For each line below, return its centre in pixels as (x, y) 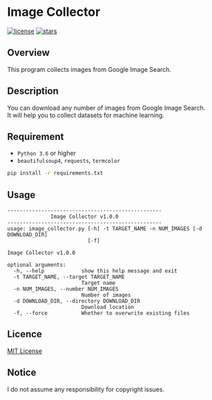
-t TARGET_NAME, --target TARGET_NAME (69, 277)
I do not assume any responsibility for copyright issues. (86, 389)
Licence (25, 334)
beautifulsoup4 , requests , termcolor (69, 161)
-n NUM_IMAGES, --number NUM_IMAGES (66, 289)
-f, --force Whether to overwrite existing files (102, 313)
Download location (108, 308)
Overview (29, 53)
